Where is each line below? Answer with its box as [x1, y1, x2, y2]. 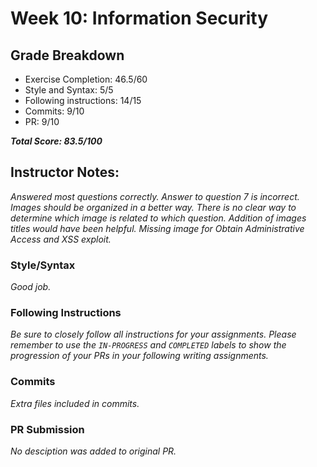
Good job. [10, 281, 52, 293]
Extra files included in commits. [10, 397, 140, 409]
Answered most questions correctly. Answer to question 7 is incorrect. [10, 190, 300, 202]
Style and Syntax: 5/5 [24, 84, 114, 96]
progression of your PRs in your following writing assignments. [10, 350, 269, 362]
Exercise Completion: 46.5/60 [24, 73, 148, 85]
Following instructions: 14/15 [24, 95, 142, 106]
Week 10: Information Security [10, 7, 269, 30]
